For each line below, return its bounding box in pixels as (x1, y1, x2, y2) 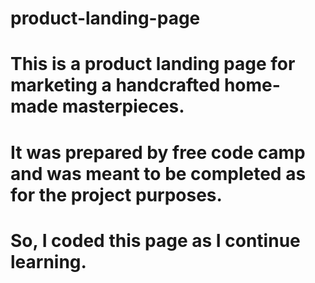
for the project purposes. (10, 183, 223, 206)
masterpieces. (61, 95, 185, 118)
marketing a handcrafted (10, 74, 221, 97)
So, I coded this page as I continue (10, 229, 301, 252)
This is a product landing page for (10, 53, 296, 76)
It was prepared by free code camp (10, 141, 306, 164)
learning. (10, 250, 87, 273)
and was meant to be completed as (10, 162, 307, 185)
